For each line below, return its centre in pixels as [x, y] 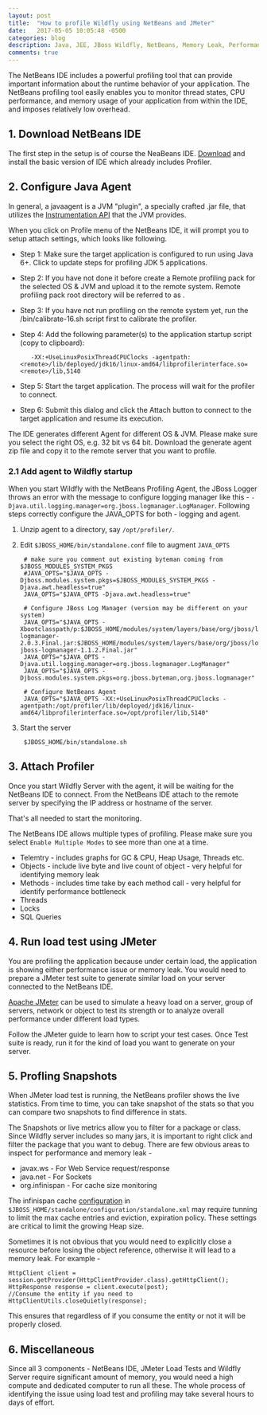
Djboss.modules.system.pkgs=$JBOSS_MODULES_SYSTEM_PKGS [114, 580]
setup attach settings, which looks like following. [88, 238]
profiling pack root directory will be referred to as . [102, 295]
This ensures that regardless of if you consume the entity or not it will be [127, 1316]
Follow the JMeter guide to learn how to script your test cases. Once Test [128, 1034]
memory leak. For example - [54, 1259]
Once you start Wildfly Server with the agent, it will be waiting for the [121, 786]
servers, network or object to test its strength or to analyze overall [116, 1010]
